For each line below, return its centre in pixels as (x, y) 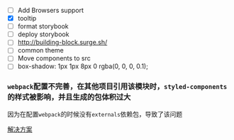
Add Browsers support (50, 10)
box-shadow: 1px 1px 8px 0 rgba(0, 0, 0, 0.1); (83, 66)
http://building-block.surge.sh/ (62, 43)
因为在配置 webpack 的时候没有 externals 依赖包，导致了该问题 (95, 114)
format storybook (43, 26)
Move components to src (54, 58)
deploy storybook (43, 34)
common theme (40, 50)
